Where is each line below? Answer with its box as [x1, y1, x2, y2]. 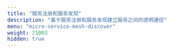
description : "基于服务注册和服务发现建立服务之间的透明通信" [7, 17, 167, 23]
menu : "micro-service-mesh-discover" [7, 23, 116, 30]
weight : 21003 [7, 29, 48, 36]
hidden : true [7, 36, 45, 43]
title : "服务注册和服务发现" [7, 10, 82, 17]
